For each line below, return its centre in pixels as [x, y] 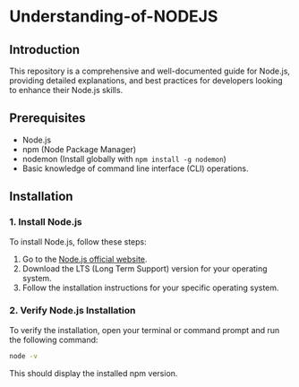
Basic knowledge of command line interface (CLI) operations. [135, 168]
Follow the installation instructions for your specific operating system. [150, 288]
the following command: [54, 340]
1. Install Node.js [46, 222]
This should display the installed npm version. [94, 373]
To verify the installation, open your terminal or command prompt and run [145, 330]
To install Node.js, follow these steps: [78, 241]
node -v [24, 356]
